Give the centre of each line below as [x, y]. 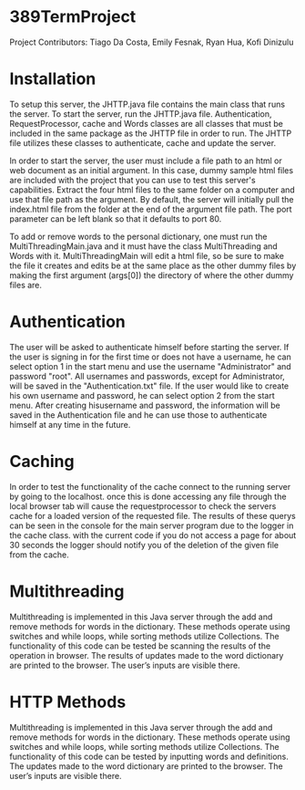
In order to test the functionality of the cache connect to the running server [150, 486]
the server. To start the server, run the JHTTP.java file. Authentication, [141, 114]
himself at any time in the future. [70, 424]
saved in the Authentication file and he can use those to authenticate [138, 415]
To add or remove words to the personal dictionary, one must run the [138, 236]
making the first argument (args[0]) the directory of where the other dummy [152, 275]
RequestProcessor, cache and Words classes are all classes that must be [147, 123]
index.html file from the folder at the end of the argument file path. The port [151, 209]
